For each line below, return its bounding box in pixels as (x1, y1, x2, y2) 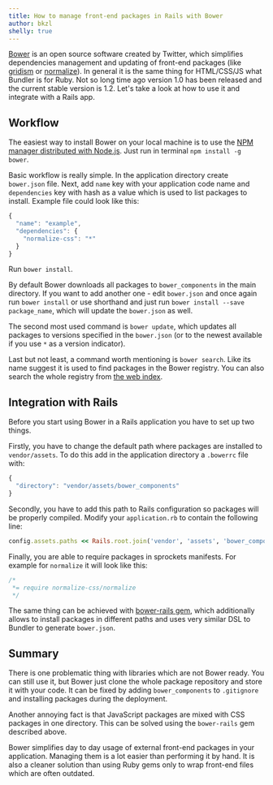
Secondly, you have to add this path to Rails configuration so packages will (8, 504, 259, 514)
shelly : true (8, 27, 53, 35)
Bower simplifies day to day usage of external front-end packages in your (8, 743, 255, 753)
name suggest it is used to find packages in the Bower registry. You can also (8, 363, 265, 373)
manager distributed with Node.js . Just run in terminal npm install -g (8, 146, 241, 156)
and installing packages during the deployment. (8, 694, 168, 704)
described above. (8, 727, 67, 737)
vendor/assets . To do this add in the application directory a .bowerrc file (8, 450, 249, 459)
